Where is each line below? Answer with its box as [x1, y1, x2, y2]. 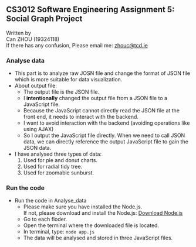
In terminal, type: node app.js [23, 228, 95, 235]
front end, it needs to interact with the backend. [23, 114, 139, 121]
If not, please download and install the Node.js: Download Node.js [23, 210, 183, 217]
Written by [6, 29, 31, 36]
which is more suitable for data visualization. [14, 76, 123, 83]
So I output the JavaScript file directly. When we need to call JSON [23, 132, 185, 139]
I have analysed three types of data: [14, 150, 102, 157]
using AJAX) [23, 126, 54, 133]
